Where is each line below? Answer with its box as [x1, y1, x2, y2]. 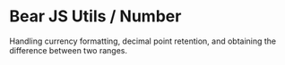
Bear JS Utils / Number [9, 6, 182, 27]
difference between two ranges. [9, 45, 128, 55]
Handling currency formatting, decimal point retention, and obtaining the [9, 36, 277, 46]
